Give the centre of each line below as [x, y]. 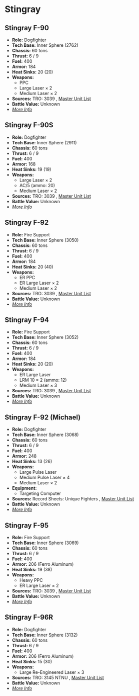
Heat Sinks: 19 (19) [31, 169]
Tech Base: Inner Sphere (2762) [45, 45]
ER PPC [27, 277]
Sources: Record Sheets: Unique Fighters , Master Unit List [73, 499]
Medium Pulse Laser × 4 [44, 477]
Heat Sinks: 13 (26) [32, 462]
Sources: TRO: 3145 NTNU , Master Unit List [58, 677]
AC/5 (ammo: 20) [37, 185]
